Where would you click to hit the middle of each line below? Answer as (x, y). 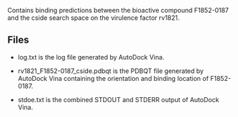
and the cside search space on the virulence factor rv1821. (94, 18)
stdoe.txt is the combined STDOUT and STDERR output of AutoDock (118, 99)
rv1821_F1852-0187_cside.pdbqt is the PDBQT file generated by (110, 71)
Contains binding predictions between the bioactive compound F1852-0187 (118, 10)
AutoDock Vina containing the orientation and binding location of (113, 78)
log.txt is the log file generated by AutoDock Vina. (91, 57)
